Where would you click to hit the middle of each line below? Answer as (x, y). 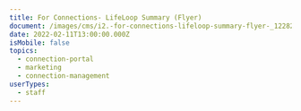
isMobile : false (39, 43)
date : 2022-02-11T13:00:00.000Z (69, 34)
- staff (32, 92)
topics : (24, 51)
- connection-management (64, 76)
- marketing (40, 68)
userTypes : (30, 84)
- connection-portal (56, 59)
